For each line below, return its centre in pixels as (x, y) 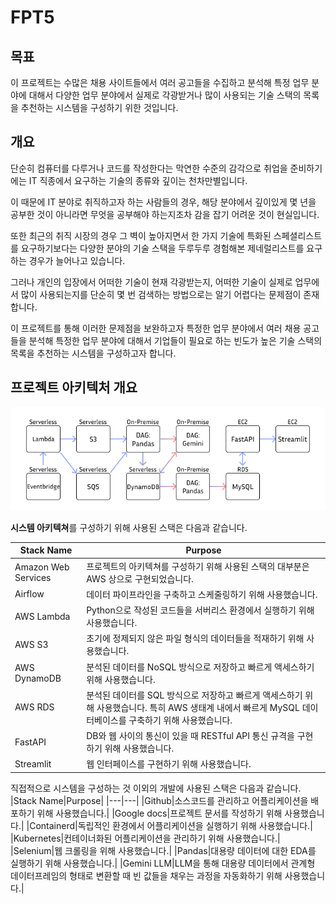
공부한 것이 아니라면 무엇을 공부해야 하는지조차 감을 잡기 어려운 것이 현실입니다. (165, 214)
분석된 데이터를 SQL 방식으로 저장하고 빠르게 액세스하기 (194, 695)
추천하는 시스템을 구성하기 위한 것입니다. (99, 107)
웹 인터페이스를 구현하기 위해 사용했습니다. (169, 764)
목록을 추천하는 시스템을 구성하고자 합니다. (93, 353)
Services (33, 577)
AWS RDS (34, 707)
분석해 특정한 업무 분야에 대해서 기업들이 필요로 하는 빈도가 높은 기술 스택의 (175, 340)
